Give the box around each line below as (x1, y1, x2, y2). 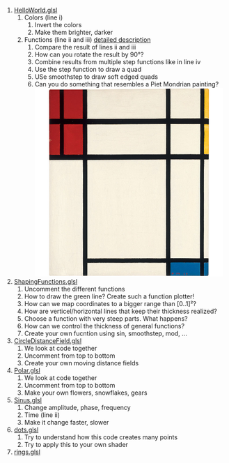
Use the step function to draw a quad (34, 66, 142, 73)
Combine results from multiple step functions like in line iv (34, 58, 201, 66)
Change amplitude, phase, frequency (24, 403, 131, 411)
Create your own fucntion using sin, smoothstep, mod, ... (24, 329, 188, 337)
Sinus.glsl (13, 395, 42, 404)
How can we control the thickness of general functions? (24, 321, 185, 330)
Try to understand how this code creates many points (24, 432, 178, 441)
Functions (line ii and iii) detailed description (24, 36, 151, 44)
